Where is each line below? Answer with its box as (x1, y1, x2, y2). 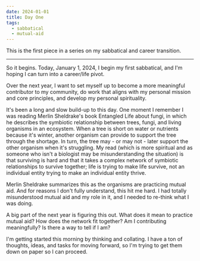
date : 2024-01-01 (6, 8, 49, 15)
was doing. (6, 200, 33, 207)
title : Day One (6, 14, 44, 20)
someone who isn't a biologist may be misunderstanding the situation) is (6, 150, 184, 158)
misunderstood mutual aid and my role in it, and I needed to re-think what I (6, 194, 189, 201)
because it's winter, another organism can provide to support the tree (6, 131, 177, 139)
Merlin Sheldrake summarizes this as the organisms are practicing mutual (6, 181, 186, 188)
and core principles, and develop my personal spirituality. (6, 95, 147, 102)
